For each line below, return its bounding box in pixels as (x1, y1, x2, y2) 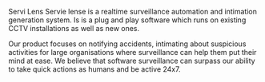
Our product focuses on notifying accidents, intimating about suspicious (8, 39, 247, 49)
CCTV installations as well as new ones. (8, 24, 140, 33)
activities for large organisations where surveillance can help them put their (8, 48, 257, 57)
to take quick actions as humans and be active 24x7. (8, 64, 181, 74)
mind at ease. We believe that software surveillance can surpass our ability (8, 56, 255, 65)
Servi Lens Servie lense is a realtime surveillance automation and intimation (8, 7, 258, 16)
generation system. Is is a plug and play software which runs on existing (8, 15, 247, 25)
